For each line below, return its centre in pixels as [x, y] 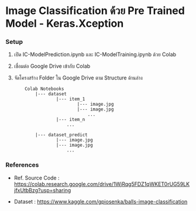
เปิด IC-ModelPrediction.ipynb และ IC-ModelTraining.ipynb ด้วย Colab [95, 54]
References [22, 165]
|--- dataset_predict [62, 135]
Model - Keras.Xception [65, 24]
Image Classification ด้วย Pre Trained [95, 11]
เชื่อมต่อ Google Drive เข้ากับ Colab [52, 66]
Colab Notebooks [44, 89]
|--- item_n [71, 120]
